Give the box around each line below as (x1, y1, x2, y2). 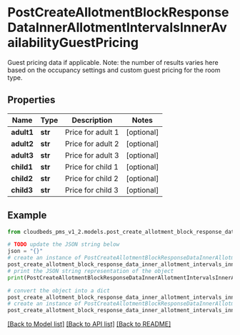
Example (7, 210, 47, 222)
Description (71, 115, 113, 125)
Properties (7, 94, 56, 106)
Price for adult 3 (65, 150, 119, 160)
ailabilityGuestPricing (7, 35, 139, 51)
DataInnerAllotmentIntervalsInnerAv (7, 19, 227, 36)
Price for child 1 (65, 162, 119, 172)
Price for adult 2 (65, 138, 119, 148)
